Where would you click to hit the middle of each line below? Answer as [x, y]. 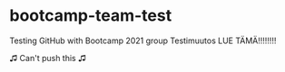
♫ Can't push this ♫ [48, 58]
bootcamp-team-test [91, 16]
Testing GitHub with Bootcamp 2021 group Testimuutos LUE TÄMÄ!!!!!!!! [143, 40]
